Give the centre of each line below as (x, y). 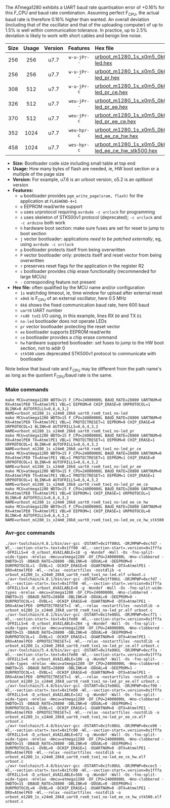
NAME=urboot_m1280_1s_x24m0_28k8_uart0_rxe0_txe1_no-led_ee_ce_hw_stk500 (85, 520)
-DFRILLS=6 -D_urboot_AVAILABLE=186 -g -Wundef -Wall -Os (68, 659)
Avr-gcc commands (30, 533)
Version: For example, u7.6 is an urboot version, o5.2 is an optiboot (83, 179)
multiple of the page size (38, 174)
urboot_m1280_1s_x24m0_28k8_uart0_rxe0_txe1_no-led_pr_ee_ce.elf (75, 717)
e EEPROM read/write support (51, 206)
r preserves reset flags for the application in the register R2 (82, 266)
